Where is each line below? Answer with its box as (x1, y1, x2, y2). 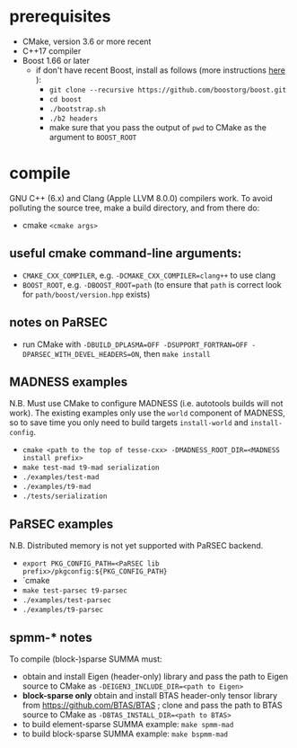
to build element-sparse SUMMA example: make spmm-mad (22, 718, 234, 729)
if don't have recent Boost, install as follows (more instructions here (35, 65, 285, 76)
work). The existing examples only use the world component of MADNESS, (9, 407, 285, 419)
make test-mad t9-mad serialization (22, 463, 160, 473)
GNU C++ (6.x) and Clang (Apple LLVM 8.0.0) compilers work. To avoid (9, 192, 273, 203)
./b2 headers (48, 114, 99, 123)
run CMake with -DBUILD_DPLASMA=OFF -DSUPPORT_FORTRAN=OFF (22, 339, 249, 350)
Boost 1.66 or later (22, 55, 91, 66)
